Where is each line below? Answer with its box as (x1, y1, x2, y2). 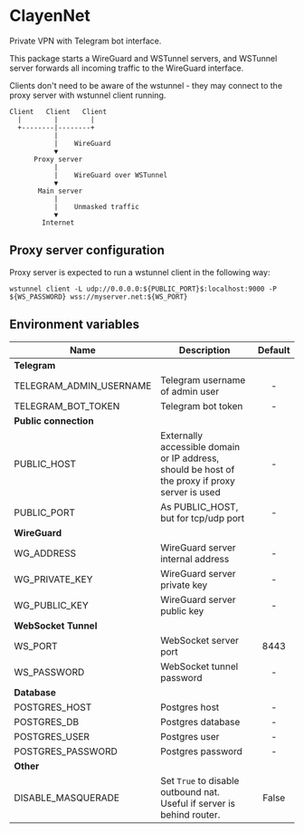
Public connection (14, 414, 94, 426)
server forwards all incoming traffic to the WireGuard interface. (9, 62, 244, 73)
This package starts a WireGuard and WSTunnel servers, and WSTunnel (9, 53, 278, 63)
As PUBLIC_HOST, (159, 500, 239, 512)
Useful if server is (159, 797, 235, 809)
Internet (42, 218, 75, 227)
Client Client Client (9, 107, 107, 116)
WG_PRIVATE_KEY (14, 572, 93, 585)
